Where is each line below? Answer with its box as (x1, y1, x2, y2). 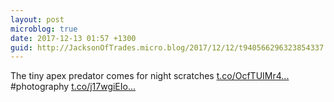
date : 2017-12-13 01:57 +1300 (10, 33, 137, 43)
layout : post (10, 14, 65, 25)
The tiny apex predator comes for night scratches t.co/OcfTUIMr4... (10, 70, 290, 82)
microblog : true (10, 24, 78, 34)
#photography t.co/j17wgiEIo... (10, 81, 137, 93)
